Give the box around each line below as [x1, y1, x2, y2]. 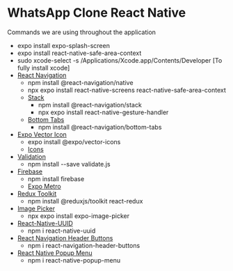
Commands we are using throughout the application [7, 28, 156, 36]
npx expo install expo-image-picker [27, 211, 130, 220]
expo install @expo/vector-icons [27, 137, 121, 146]
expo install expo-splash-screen [17, 41, 110, 49]
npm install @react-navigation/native [27, 78, 134, 86]
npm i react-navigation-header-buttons [27, 241, 140, 249]
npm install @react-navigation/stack [38, 100, 143, 109]
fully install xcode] [17, 63, 70, 72]
